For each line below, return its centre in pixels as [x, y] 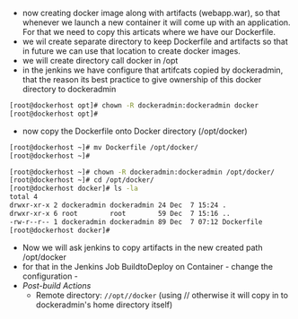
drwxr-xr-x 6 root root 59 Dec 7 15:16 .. [120, 213]
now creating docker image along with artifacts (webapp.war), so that [151, 13]
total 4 [24, 197]
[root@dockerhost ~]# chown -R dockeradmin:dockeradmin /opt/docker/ [142, 172]
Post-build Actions [57, 285]
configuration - [50, 276]
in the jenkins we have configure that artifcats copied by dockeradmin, [153, 70]
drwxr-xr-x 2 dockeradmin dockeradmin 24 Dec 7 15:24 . [118, 205]
